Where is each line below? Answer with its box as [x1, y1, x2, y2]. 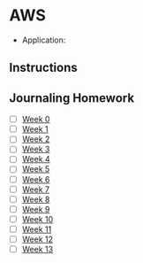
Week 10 [21, 213, 54, 224]
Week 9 [21, 204, 50, 214]
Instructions [9, 60, 78, 75]
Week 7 [21, 183, 50, 195]
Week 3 [21, 143, 50, 155]
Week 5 [21, 164, 50, 174]
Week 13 [21, 244, 54, 254]
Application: [21, 35, 66, 45]
